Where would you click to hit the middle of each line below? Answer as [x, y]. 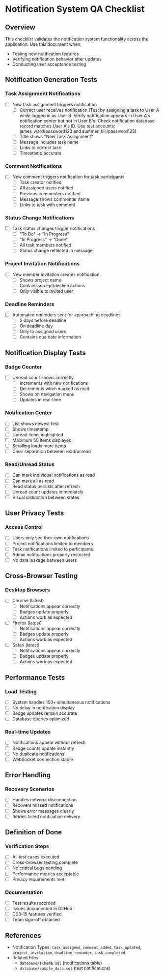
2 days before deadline [43, 320]
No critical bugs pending [37, 868]
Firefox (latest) [27, 623]
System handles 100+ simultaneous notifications [61, 702]
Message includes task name [49, 142]
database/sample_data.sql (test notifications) [65, 968]
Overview [20, 27]
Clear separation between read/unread [51, 452]
